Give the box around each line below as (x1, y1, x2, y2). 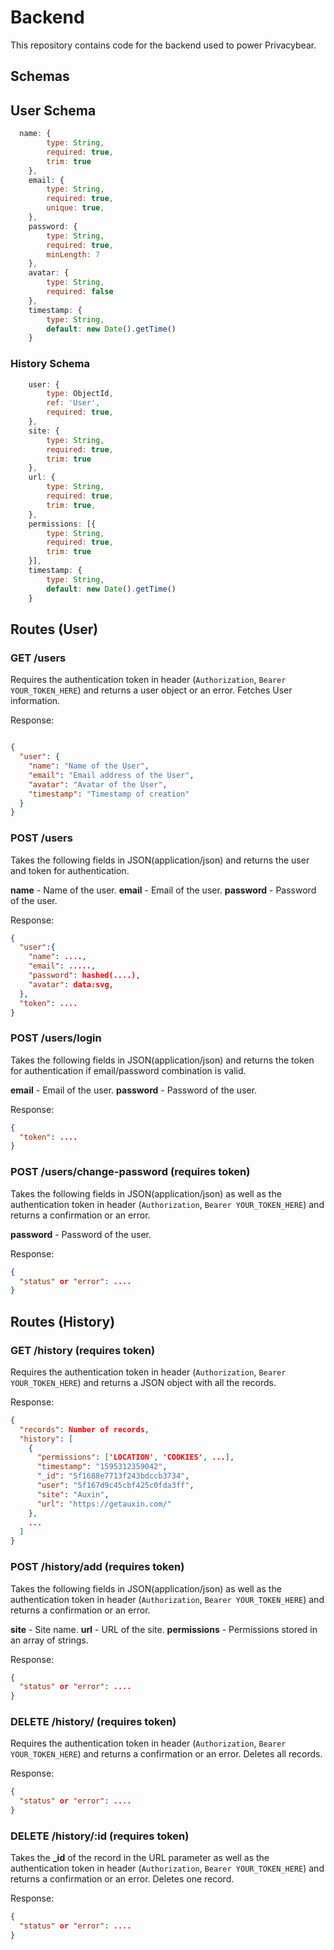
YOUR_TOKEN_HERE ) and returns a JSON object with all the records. (10, 1376, 277, 1388)
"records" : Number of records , (19, 1424, 150, 1435)
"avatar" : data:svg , (28, 979, 114, 990)
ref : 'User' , (46, 398, 101, 408)
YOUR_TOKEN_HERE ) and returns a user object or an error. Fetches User (10, 684, 293, 696)
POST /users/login (10, 1031, 102, 1045)
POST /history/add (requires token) (10, 1560, 185, 1574)
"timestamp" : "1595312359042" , (36, 1462, 168, 1472)
